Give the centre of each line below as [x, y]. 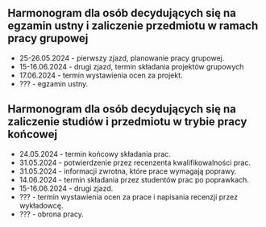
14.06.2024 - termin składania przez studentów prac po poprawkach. [134, 179]
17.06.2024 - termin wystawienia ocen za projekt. [101, 75]
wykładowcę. [41, 205]
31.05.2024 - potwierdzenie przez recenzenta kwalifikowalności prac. [135, 162]
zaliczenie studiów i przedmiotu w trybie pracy [127, 122]
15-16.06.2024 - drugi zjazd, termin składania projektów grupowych [131, 66]
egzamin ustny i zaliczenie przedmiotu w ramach [133, 26]
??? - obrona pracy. [51, 214]
